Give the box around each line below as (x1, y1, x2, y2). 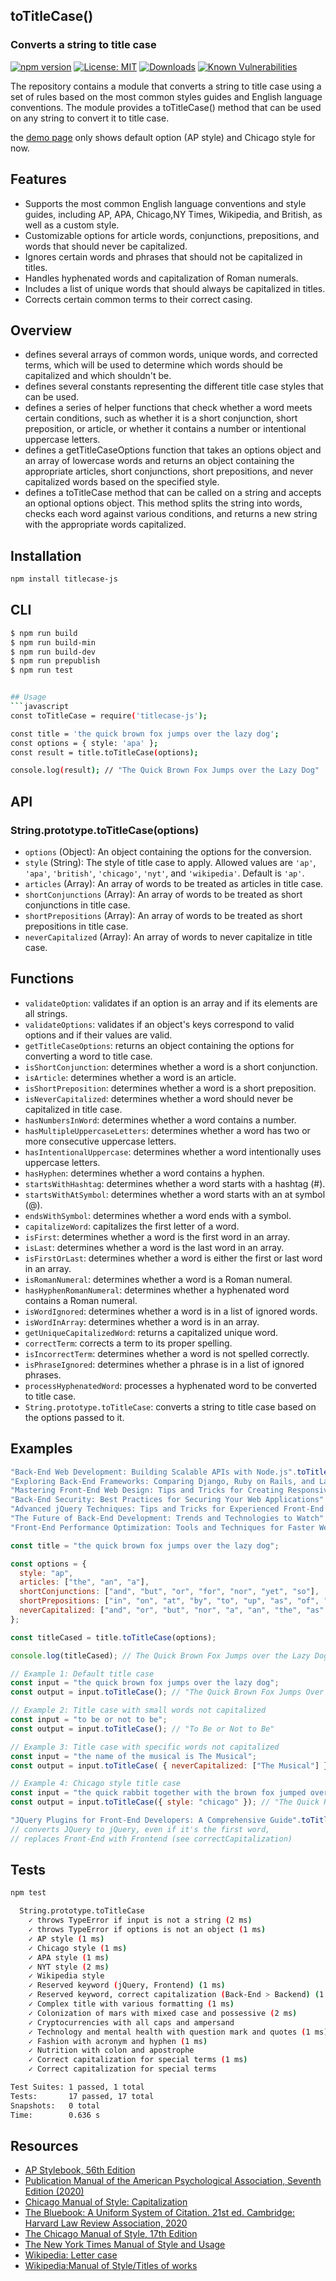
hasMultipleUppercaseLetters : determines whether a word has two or (24, 1124, 311, 1136)
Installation (10, 547, 82, 564)
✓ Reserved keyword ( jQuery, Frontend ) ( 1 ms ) (28, 1980, 226, 1991)
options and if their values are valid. (24, 1029, 173, 1041)
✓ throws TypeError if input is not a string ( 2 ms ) (28, 1915, 253, 1926)
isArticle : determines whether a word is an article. (24, 1071, 237, 1083)
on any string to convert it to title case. (10, 112, 170, 124)
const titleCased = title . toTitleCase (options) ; (10, 1632, 217, 1643)
